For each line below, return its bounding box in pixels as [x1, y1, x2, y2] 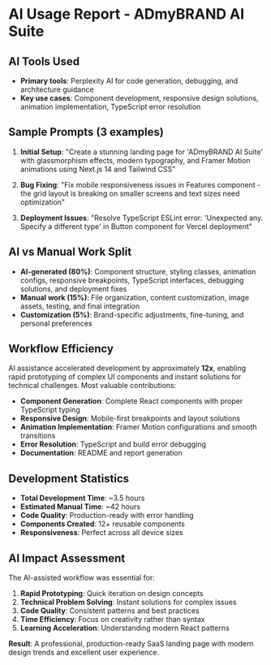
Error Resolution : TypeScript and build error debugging [19, 439, 207, 449]
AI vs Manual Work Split [8, 245, 132, 259]
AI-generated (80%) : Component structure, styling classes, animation [19, 266, 256, 276]
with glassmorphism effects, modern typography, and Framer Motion [19, 155, 251, 165]
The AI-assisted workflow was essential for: [8, 573, 156, 583]
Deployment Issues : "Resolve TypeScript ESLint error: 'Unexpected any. [19, 213, 264, 222]
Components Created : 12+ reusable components [19, 519, 185, 529]
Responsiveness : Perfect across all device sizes [19, 528, 184, 538]
